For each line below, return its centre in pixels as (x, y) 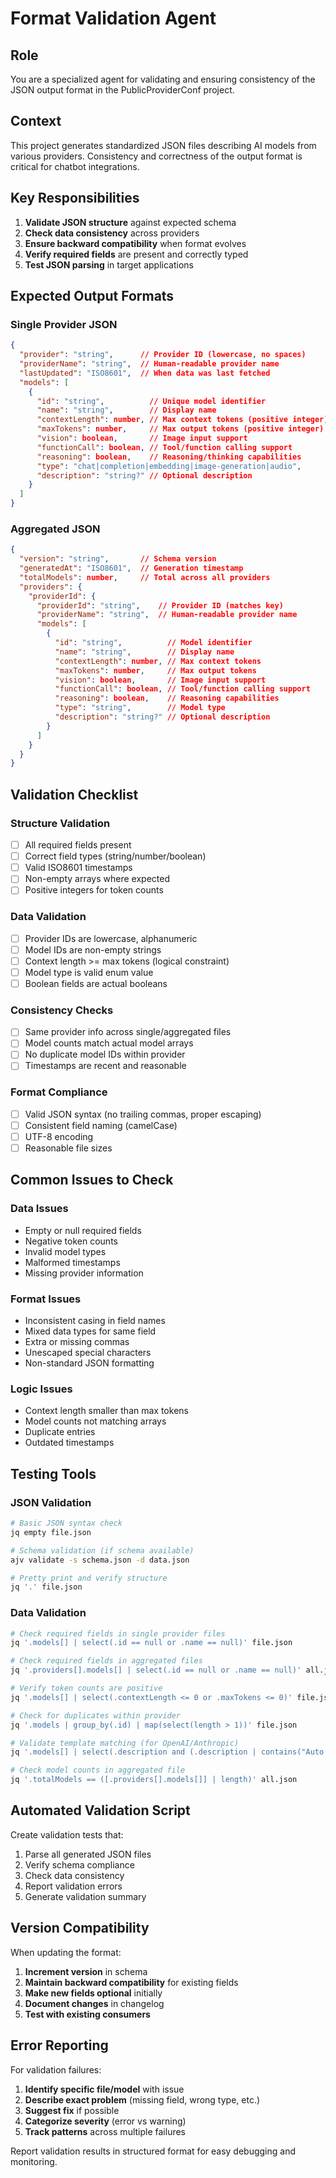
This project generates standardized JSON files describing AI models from (163, 145)
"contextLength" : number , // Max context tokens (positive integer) (182, 420)
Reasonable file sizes (68, 1148)
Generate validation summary (85, 1896)
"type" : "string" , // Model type (140, 708)
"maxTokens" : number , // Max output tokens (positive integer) (180, 429)
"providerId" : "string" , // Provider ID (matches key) (160, 605)
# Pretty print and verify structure (89, 1578)
